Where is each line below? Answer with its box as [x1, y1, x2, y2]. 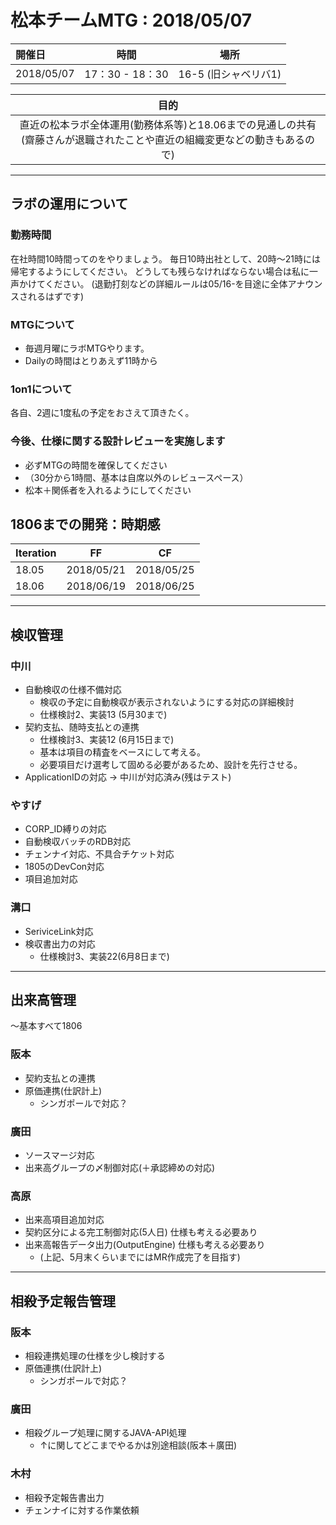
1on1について [10, 382, 73, 396]
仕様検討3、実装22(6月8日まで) [39, 950, 170, 962]
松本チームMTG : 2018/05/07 [10, 9, 253, 32]
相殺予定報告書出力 [24, 1491, 105, 1503]
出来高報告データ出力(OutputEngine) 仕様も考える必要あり [24, 1239, 266, 1251]
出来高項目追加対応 [24, 1214, 105, 1226]
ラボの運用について [10, 196, 129, 213]
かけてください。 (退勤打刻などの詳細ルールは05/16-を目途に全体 [18, 277, 288, 290]
